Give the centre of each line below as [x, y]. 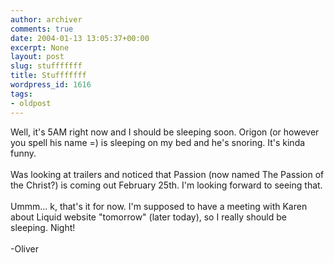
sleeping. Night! [43, 227]
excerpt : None [40, 47]
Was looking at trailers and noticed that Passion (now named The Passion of [167, 174]
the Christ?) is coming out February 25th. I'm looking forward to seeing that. [166, 185]
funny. [23, 153]
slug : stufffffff [46, 66]
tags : [21, 94]
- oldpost [31, 103]
